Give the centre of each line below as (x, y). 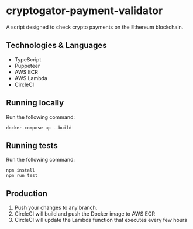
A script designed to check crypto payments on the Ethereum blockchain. (95, 27)
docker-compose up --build (39, 128)
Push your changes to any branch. (56, 208)
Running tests (32, 146)
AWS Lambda (31, 78)
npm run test (22, 176)
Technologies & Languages (56, 45)
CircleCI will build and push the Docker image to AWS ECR (85, 214)
